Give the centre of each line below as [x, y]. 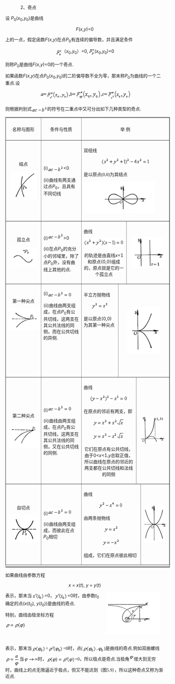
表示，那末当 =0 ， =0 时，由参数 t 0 [52, 596]
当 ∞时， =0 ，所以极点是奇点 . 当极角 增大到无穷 [88, 659]
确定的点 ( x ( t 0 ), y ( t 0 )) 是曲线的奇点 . [40, 604]
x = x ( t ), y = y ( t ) [85, 585]
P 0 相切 [51, 537]
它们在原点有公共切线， [109, 449]
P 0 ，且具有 [64, 187]
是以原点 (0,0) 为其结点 [105, 175]
